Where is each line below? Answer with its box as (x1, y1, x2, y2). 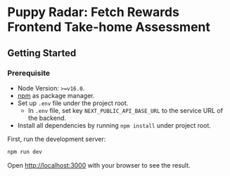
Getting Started (7, 47, 77, 59)
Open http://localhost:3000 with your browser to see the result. (7, 161, 191, 169)
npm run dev (7, 148, 42, 155)
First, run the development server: (7, 135, 106, 143)
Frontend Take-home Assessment (7, 19, 211, 35)
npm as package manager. (17, 91, 95, 100)
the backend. (27, 114, 67, 122)
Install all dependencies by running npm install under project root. (17, 121, 211, 130)
